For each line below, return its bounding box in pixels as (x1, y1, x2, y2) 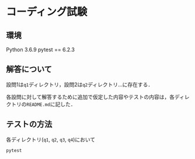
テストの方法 (6, 119, 53, 129)
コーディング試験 (6, 5, 88, 19)
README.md (26, 101, 51, 108)
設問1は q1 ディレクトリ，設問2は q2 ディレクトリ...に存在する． (6, 81, 154, 88)
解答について (6, 65, 53, 75)
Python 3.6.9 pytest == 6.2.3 (6, 46, 75, 53)
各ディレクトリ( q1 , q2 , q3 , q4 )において (6, 136, 96, 143)
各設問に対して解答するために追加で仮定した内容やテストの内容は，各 (6, 93, 175, 100)
